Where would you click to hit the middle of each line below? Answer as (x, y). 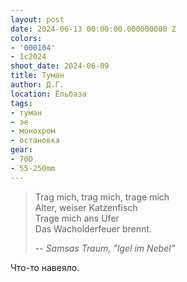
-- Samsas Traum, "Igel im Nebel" (105, 248)
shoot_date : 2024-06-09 (60, 66)
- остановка (35, 141)
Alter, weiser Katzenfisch (86, 207)
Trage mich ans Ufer (77, 218)
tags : (21, 103)
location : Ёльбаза (48, 94)
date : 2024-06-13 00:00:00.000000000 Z (93, 29)
